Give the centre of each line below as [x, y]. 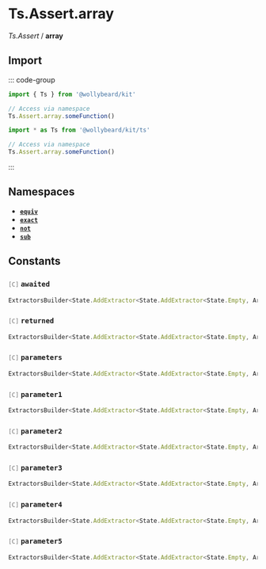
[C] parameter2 [35, 431]
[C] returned [31, 321]
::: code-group [32, 79]
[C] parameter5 [35, 541]
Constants [34, 261]
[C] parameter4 [35, 505]
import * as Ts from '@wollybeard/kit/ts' [79, 130]
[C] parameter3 [35, 468]
